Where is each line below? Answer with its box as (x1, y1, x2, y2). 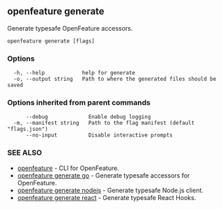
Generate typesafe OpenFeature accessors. (7, 24, 133, 32)
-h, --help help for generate (13, 70, 136, 77)
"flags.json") (7, 125, 49, 133)
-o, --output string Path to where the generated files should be (13, 76, 217, 83)
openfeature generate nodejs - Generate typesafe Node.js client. (17, 186, 204, 194)
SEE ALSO (7, 148, 43, 157)
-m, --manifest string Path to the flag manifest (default (13, 120, 195, 127)
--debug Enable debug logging (25, 114, 151, 121)
